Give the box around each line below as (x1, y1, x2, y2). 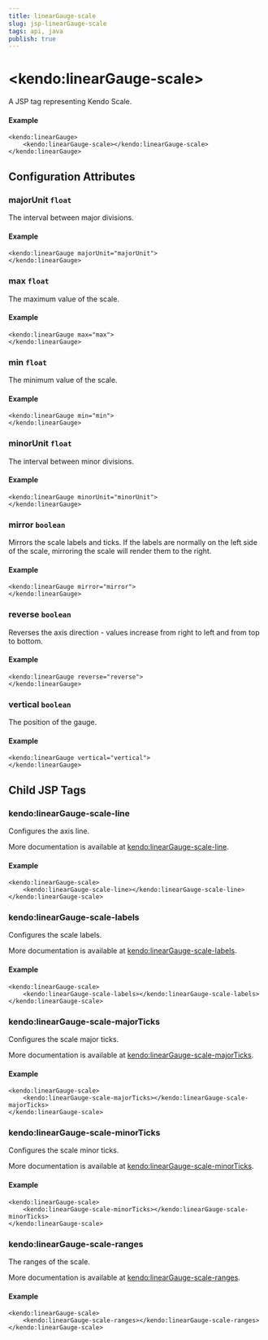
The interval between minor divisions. (8, 456, 135, 466)
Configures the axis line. (8, 826, 90, 836)
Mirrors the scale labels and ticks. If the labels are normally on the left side (8, 538, 258, 547)
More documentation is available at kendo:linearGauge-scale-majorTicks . (8, 1050, 254, 1060)
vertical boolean (8, 698, 71, 710)
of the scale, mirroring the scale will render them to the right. (8, 547, 212, 556)
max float (8, 275, 50, 287)
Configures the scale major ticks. (8, 1034, 119, 1043)
